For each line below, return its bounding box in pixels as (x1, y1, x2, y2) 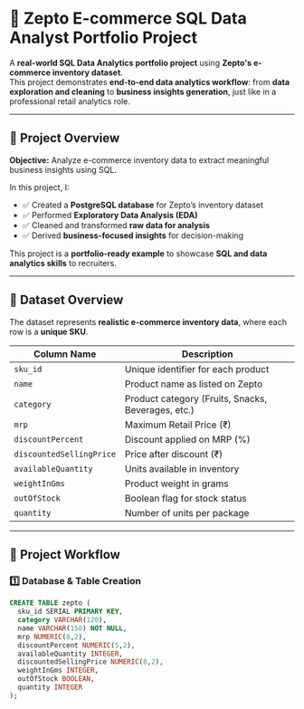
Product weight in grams (125, 477, 229, 490)
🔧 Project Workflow (9, 547, 120, 562)
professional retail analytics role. (9, 95, 131, 107)
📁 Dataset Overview (9, 292, 124, 308)
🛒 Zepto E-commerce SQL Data (9, 8, 247, 29)
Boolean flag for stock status (125, 492, 247, 504)
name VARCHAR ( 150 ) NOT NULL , (17, 624, 128, 633)
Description (181, 348, 233, 360)
